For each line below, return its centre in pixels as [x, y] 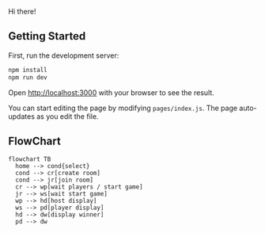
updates [22, 116]
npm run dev [28, 77]
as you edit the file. [68, 116]
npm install [28, 70]
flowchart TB [30, 159]
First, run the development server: [64, 55]
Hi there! [22, 11]
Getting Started [47, 36]
